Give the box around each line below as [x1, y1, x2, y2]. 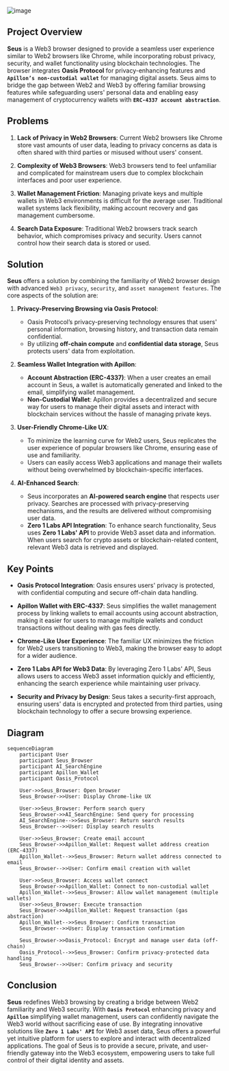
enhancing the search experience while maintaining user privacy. [16, 679, 200, 688]
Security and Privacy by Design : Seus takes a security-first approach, [16, 693, 217, 701]
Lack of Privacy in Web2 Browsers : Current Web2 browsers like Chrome [16, 134, 223, 142]
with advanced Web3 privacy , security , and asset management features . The [7, 284, 221, 293]
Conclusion [7, 980, 57, 992]
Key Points [7, 563, 54, 575]
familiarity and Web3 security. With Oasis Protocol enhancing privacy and [7, 1005, 217, 1013]
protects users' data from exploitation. [27, 347, 135, 356]
